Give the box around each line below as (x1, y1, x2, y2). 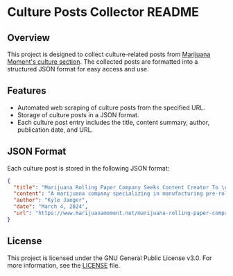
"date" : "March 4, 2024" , (13, 203, 89, 210)
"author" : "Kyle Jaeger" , (13, 197, 89, 204)
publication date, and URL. (17, 126, 94, 134)
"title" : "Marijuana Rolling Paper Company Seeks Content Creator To (13, 184, 218, 191)
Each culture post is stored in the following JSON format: (7, 164, 170, 172)
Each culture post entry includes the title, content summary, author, (17, 118, 210, 126)
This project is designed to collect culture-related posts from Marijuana (7, 50, 211, 58)
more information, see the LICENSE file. (7, 261, 120, 269)
